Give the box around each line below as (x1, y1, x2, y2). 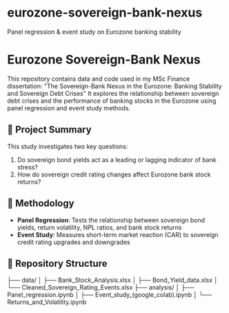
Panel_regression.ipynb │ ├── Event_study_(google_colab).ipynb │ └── (7, 291, 212, 299)
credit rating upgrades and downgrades (17, 238, 130, 246)
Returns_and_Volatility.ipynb (7, 298, 87, 306)
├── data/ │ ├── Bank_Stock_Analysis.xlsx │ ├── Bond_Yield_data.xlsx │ (7, 276, 219, 284)
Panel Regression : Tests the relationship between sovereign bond (17, 216, 206, 224)
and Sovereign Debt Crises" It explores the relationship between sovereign (7, 89, 219, 97)
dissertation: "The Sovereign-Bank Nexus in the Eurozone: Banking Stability (7, 81, 222, 90)
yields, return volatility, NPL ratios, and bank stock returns (17, 223, 182, 232)
